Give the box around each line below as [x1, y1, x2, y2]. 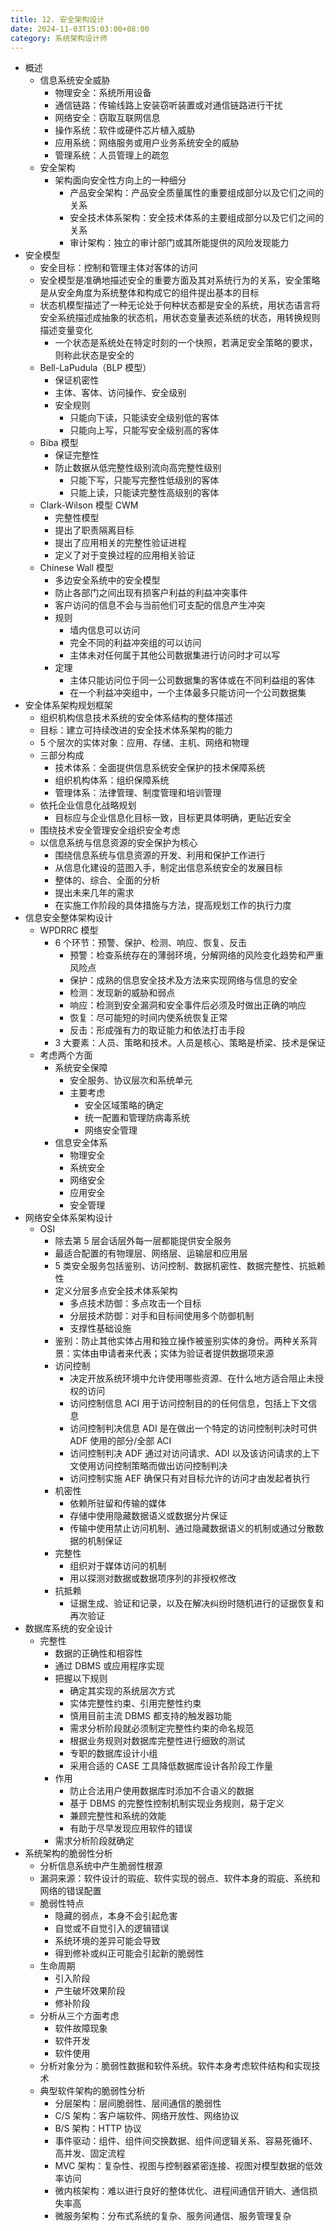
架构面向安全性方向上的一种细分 [54, 174, 187, 186]
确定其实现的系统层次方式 [69, 1685, 176, 1697]
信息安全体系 [54, 1137, 108, 1149]
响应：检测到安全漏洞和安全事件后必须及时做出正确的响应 [69, 999, 307, 1011]
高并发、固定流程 [54, 2147, 126, 2160]
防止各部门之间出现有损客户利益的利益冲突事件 [54, 587, 248, 599]
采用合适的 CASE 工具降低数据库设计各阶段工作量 [69, 1760, 274, 1772]
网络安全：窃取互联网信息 [54, 112, 161, 124]
